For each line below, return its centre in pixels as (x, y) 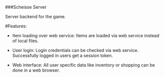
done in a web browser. (36, 70)
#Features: (16, 26)
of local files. (25, 41)
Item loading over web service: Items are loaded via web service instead (86, 36)
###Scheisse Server (26, 7)
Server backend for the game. (35, 16)
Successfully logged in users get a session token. (63, 55)
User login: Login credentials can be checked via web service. (75, 50)
